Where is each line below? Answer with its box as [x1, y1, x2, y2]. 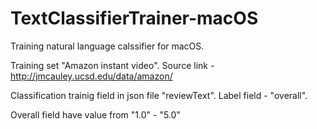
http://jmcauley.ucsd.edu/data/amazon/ [10, 70, 173, 82]
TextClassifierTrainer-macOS [10, 7, 259, 30]
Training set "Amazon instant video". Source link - [10, 59, 215, 71]
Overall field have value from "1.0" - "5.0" [10, 108, 181, 121]
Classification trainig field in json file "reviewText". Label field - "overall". [10, 89, 308, 101]
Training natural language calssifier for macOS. [10, 40, 205, 52]
